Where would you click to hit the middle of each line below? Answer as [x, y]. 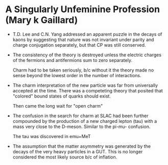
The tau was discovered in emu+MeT [52, 136]
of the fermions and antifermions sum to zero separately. [73, 60]
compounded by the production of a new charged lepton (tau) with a [85, 121]
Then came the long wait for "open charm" [58, 106]
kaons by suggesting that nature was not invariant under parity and [83, 40]
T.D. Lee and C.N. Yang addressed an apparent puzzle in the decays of [87, 34]
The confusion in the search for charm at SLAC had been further [80, 116]
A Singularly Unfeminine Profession [82, 9]
